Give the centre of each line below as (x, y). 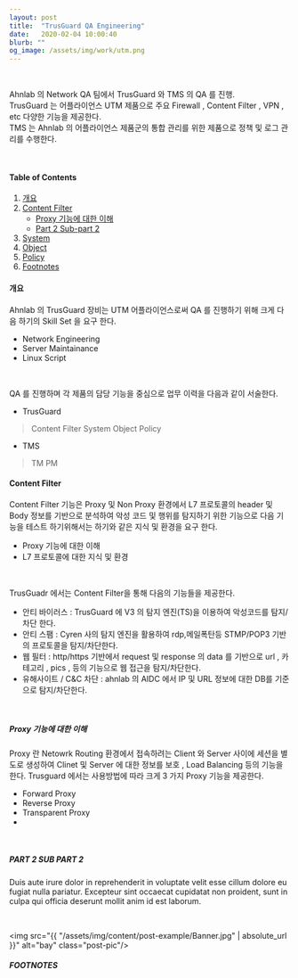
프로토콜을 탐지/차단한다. (75, 645)
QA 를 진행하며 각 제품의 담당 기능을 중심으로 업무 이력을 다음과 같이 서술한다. (144, 393)
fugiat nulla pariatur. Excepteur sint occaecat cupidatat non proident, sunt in (149, 892)
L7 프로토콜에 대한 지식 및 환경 (75, 556)
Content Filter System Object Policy (96, 428)
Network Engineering (61, 339)
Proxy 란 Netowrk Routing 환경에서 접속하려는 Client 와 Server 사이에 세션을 (144, 753)
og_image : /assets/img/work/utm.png (77, 51)
